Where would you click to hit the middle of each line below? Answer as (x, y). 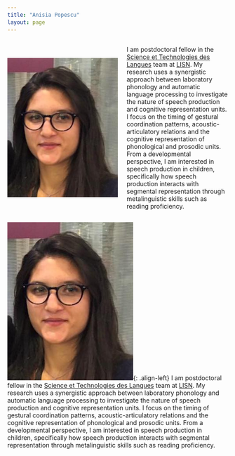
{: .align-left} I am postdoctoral (177, 378)
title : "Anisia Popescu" (43, 15)
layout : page (26, 22)
